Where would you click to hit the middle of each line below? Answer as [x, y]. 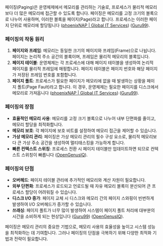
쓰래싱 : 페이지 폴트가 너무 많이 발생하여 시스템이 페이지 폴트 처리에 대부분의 [83, 210]
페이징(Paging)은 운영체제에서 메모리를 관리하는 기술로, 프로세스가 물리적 [75, 7]
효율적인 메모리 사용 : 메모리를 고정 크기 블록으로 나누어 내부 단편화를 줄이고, [84, 118]
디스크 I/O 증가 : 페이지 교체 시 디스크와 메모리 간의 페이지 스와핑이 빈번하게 [83, 198]
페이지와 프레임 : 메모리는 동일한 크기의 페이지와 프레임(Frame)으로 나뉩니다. [84, 50]
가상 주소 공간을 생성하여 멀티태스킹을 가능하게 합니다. [74, 143]
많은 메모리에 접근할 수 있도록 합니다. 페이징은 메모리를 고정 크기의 [82, 13]
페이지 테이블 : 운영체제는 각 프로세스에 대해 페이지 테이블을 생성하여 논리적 [83, 63]
